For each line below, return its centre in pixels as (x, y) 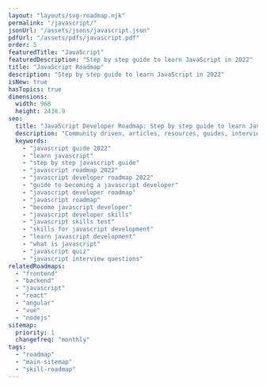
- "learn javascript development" (79, 237)
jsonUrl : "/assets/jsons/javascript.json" (79, 30)
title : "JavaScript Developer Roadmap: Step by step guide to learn (131, 126)
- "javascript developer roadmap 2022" (88, 178)
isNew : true (28, 82)
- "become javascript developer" (78, 207)
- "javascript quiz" (56, 251)
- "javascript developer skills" (78, 215)
